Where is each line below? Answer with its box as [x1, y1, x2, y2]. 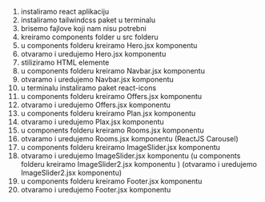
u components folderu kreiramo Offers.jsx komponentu [20, 92, 203, 101]
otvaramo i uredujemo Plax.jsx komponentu [20, 117, 165, 126]
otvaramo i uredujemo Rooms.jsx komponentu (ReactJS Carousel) [20, 134, 239, 143]
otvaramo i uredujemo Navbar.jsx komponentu [20, 75, 175, 84]
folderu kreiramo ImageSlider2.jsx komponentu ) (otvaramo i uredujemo [20, 160, 257, 168]
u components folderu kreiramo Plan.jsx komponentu [20, 109, 196, 118]
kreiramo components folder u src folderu [20, 32, 159, 42]
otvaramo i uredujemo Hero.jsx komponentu [20, 50, 167, 58]
